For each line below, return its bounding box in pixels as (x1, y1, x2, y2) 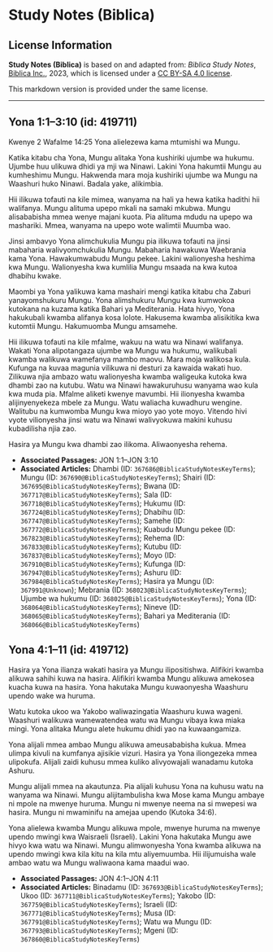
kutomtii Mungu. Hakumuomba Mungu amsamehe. (8, 321, 178, 331)
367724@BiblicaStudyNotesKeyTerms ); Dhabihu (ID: (19, 507, 185, 516)
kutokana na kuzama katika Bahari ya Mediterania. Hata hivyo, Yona (8, 304, 236, 314)
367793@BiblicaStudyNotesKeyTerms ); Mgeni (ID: (19, 925, 179, 935)
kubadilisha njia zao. (8, 423, 77, 433)
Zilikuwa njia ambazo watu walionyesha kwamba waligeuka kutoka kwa (8, 371, 248, 381)
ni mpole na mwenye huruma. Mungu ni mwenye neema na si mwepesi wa (8, 798, 258, 808)
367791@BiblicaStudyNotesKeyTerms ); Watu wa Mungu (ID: (19, 916, 213, 926)
